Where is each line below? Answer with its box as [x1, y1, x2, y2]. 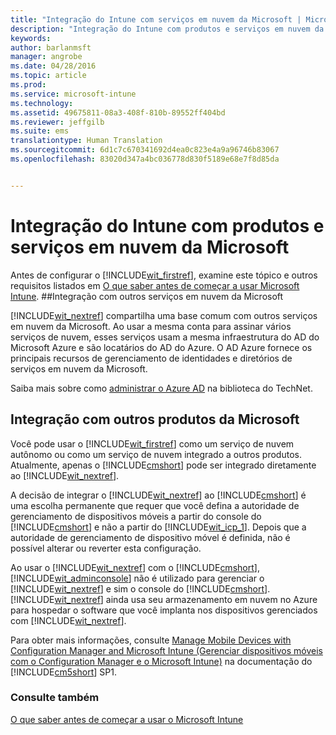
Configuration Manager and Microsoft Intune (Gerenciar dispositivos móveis [10, 644, 323, 656]
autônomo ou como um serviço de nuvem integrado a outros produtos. [10, 448, 302, 460]
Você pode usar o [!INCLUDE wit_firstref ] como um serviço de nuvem [10, 437, 295, 450]
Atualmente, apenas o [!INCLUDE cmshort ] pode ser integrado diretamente [10, 459, 317, 471]
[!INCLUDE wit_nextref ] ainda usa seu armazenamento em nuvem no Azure [10, 593, 318, 605]
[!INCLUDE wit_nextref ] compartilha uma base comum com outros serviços [10, 309, 318, 321]
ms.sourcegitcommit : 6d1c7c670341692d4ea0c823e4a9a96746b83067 [10, 145, 280, 155]
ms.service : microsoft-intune [10, 89, 137, 99]
